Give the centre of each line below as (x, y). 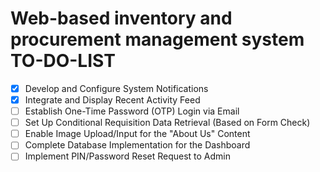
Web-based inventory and (121, 18)
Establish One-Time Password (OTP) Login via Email (132, 111)
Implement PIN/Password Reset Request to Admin (128, 156)
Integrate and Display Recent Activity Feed (112, 100)
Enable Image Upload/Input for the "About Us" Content (137, 134)
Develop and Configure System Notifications (116, 88)
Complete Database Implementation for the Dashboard (137, 145)
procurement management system (157, 39)
